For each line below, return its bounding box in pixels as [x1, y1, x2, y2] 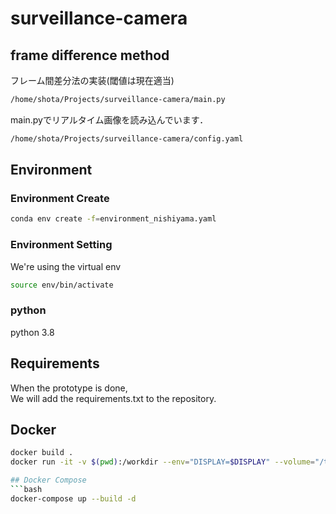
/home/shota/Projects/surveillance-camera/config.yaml [10, 133, 244, 144]
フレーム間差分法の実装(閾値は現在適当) [10, 75, 175, 86]
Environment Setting [10, 238, 113, 252]
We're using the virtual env [10, 260, 122, 272]
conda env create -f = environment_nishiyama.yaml [10, 214, 217, 224]
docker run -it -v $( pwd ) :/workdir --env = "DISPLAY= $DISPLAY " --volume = [10, 457, 315, 467]
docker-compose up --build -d [10, 493, 137, 504]
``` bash [10, 485, 43, 495]
